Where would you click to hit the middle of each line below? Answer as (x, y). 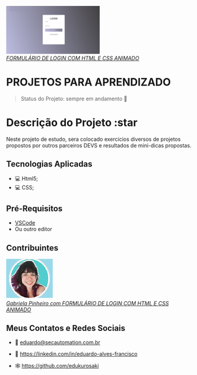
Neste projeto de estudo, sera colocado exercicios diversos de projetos (93, 139)
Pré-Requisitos (34, 208)
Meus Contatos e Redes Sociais (66, 328)
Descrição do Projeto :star (72, 122)
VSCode (25, 223)
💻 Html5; (26, 179)
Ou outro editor (33, 229)
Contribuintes (32, 248)
